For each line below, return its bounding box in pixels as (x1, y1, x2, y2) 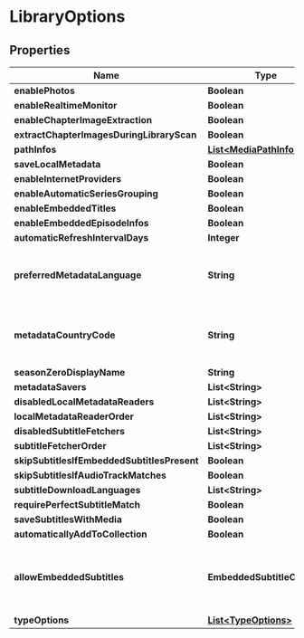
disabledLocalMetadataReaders (14, 395, 155, 408)
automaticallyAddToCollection (14, 528, 147, 540)
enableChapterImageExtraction (14, 114, 152, 126)
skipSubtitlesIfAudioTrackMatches (14, 469, 167, 481)
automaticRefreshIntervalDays (14, 232, 149, 243)
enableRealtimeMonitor (14, 100, 118, 111)
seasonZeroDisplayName (14, 367, 126, 378)
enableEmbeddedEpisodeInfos (14, 217, 149, 229)
